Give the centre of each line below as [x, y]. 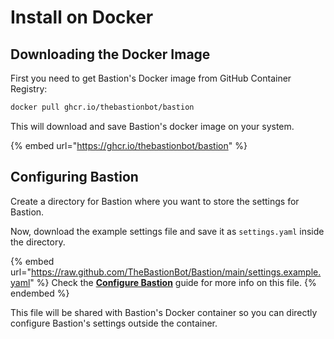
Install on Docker [82, 17]
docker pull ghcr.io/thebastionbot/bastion [102, 107]
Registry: [29, 89]
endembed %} [40, 293]
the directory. [38, 242]
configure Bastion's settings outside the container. [114, 323]
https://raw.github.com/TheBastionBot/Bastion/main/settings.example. [176, 272]
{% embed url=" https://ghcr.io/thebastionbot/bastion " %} [129, 145]
